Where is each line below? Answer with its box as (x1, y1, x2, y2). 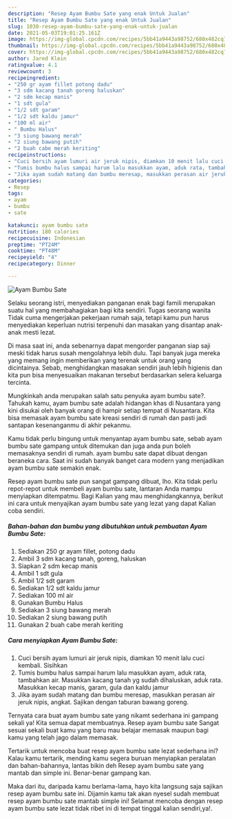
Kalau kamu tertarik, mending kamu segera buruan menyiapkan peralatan (8, 754, 216, 762)
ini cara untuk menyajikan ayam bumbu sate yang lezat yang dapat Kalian (8, 499, 216, 507)
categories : (8, 177, 42, 184)
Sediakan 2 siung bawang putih (17, 613, 107, 621)
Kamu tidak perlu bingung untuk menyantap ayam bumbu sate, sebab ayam (8, 434, 222, 442)
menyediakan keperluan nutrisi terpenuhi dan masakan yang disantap (8, 321, 205, 329)
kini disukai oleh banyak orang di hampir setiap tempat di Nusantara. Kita (8, 406, 215, 415)
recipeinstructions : (8, 151, 67, 159)
